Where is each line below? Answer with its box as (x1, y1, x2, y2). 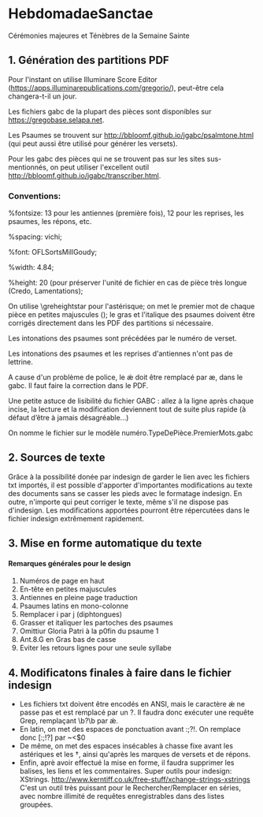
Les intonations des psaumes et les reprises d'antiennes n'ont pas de (8, 349, 234, 359)
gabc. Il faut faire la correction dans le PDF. (8, 381, 149, 390)
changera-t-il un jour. (8, 91, 77, 101)
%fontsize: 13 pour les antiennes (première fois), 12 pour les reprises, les (8, 208, 244, 218)
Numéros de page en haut (19, 576, 105, 586)
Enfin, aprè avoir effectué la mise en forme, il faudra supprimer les (19, 758, 235, 767)
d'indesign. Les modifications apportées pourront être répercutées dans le (8, 505, 250, 515)
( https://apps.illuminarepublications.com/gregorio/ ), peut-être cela (8, 83, 224, 92)
